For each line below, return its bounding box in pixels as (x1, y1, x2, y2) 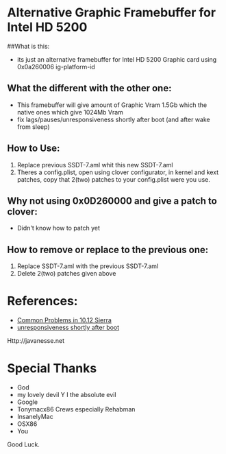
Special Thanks (7, 361, 97, 377)
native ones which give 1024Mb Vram (16, 108, 123, 116)
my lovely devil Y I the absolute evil (16, 391, 116, 399)
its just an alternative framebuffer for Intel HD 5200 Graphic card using (16, 55, 217, 63)
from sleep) (16, 122, 50, 131)
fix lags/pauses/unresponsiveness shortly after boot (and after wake (16, 115, 210, 123)
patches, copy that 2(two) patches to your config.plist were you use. (16, 175, 210, 183)
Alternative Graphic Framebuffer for (7, 5, 216, 21)
